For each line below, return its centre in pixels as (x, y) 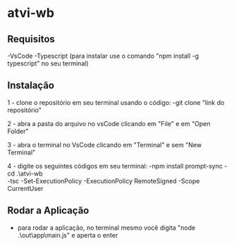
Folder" (18, 131)
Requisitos (31, 39)
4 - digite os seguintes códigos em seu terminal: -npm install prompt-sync (115, 166)
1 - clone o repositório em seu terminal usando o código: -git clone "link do (116, 102)
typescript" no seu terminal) (48, 63)
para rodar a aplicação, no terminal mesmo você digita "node (106, 228)
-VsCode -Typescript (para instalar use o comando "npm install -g (103, 56)
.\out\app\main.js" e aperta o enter (68, 235)
